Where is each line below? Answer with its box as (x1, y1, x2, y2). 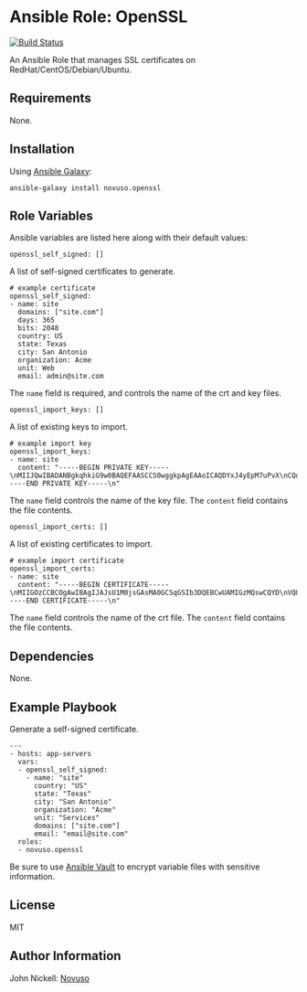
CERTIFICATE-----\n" (42, 596, 121, 605)
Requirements (9, 91, 91, 106)
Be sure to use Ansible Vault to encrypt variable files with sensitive (9, 861, 260, 872)
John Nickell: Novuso (9, 972, 90, 984)
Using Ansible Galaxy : (9, 165, 92, 176)
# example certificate (9, 283, 96, 293)
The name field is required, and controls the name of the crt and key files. (9, 388, 281, 399)
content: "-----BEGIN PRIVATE (17, 464, 132, 473)
